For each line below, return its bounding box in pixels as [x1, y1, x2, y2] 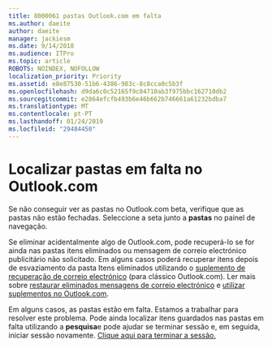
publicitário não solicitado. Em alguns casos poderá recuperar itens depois [8, 254, 258, 264]
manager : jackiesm [8, 34, 71, 43]
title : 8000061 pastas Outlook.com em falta [8, 11, 162, 20]
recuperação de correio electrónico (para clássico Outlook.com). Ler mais [8, 271, 256, 281]
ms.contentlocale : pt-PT [8, 110, 93, 118]
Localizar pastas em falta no [8, 160, 203, 178]
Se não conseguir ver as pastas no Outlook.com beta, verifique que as [8, 204, 244, 213]
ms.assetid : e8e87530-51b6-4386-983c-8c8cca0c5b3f [8, 79, 183, 88]
